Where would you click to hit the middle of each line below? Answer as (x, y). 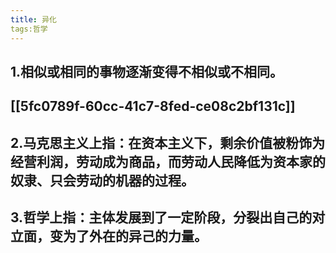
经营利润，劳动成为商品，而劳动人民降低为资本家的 (168, 161)
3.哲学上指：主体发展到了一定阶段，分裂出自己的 (161, 217)
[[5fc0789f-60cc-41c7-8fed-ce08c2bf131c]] (153, 106)
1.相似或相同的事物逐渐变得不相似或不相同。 (147, 71)
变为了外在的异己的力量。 (128, 236)
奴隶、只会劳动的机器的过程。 (102, 180)
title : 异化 (33, 19)
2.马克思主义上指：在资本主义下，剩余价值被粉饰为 (168, 142)
